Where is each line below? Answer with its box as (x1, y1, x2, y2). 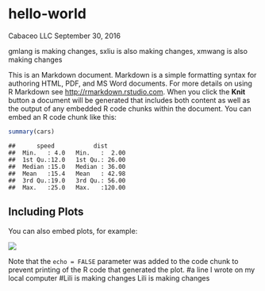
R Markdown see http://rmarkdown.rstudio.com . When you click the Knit (8, 86, 246, 96)
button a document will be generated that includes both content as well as (8, 95, 251, 105)
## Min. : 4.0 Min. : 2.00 (8, 148, 126, 157)
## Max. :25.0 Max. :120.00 (8, 183, 126, 191)
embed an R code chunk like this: (8, 112, 117, 121)
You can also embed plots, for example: (8, 226, 138, 235)
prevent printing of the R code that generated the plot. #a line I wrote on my (8, 265, 255, 274)
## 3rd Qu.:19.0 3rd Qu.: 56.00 (8, 176, 126, 185)
